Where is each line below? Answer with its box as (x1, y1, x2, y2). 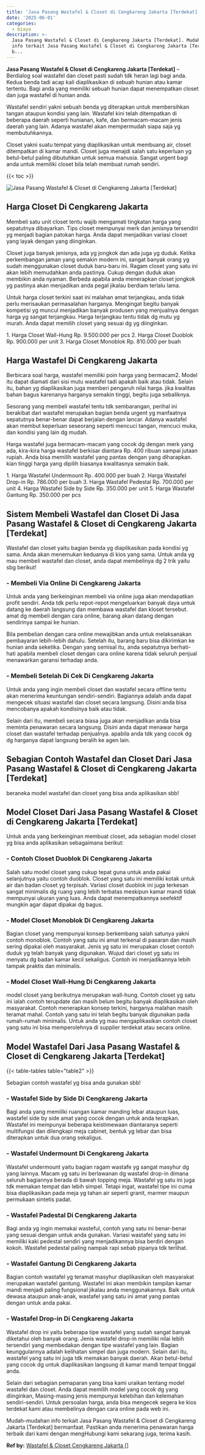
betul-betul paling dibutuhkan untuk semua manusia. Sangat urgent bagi (6, 154, 188, 161)
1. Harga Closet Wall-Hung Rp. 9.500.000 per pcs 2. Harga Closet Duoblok (6, 331, 193, 339)
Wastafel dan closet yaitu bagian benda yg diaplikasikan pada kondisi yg (6, 544, 189, 552)
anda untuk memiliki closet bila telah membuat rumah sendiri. (6, 160, 160, 168)
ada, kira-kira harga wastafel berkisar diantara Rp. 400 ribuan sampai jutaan (6, 447, 198, 455)
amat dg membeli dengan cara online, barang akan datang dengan (6, 612, 174, 619)
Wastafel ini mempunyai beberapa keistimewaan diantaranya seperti (6, 1121, 178, 1128)
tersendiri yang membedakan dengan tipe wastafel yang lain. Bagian (6, 1341, 179, 1349)
